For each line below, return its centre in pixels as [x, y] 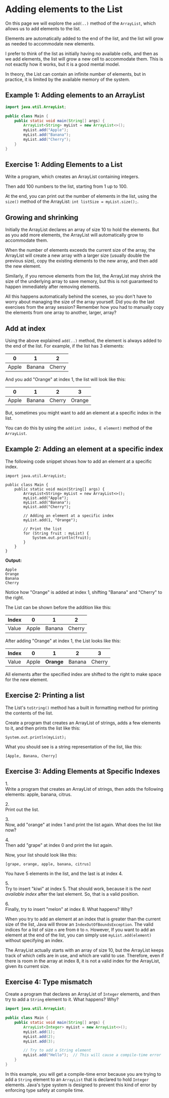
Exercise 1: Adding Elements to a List [64, 165]
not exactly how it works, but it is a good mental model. [63, 64]
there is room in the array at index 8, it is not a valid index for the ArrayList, [83, 961]
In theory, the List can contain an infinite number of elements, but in [76, 74]
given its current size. [28, 966]
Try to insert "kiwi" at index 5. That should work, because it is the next [78, 889]
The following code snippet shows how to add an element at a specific [79, 461]
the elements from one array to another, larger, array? [61, 313]
